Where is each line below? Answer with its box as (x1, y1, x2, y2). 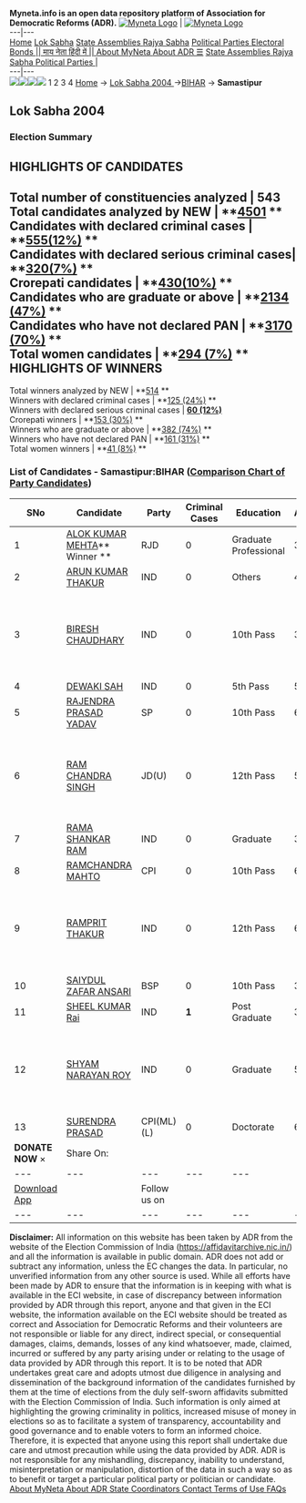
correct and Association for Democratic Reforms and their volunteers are (9, 1318, 283, 1329)
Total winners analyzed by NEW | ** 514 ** (9, 384, 170, 395)
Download (14, 1181, 57, 1194)
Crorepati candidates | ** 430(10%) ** (9, 275, 233, 291)
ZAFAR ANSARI (66, 985, 132, 997)
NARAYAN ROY (66, 1068, 131, 1081)
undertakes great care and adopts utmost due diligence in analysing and (9, 1366, 281, 1378)
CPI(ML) (140, 1115, 178, 1128)
